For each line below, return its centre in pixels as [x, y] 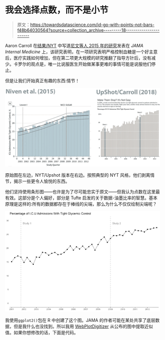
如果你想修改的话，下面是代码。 [46, 332]
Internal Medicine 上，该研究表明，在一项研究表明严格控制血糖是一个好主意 [82, 52]
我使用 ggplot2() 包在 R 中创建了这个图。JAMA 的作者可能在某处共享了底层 [80, 320]
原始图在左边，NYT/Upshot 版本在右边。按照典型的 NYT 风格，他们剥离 [78, 175]
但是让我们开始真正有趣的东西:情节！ [42, 80]
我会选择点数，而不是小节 [57, 10]
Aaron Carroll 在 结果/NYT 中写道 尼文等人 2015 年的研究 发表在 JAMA [74, 45]
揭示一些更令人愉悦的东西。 [41, 181]
